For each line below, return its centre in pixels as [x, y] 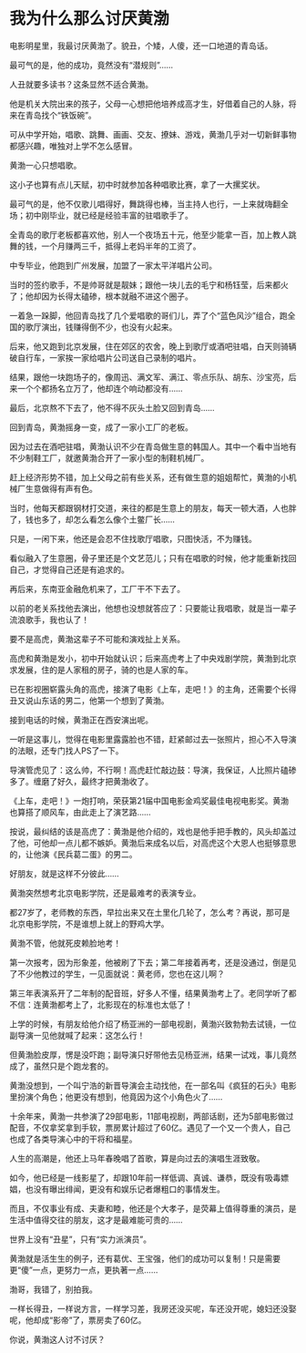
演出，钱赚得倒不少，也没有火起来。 [109, 327]
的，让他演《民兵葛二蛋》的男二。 [73, 854]
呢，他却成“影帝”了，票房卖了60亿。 [78, 1320]
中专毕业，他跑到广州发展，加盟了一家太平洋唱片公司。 [113, 265]
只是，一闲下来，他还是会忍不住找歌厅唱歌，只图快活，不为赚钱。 [133, 538]
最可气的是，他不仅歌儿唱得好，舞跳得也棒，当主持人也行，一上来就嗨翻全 [149, 204]
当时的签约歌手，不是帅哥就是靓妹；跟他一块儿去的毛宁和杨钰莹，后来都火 [149, 284]
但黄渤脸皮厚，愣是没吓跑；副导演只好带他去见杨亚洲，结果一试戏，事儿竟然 [153, 1054]
